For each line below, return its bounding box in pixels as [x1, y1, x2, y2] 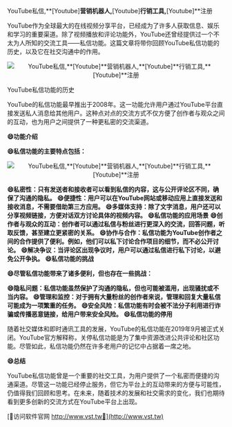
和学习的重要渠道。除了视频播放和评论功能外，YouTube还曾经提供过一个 [7, 31, 214, 38]
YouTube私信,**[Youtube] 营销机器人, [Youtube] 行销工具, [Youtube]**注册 [7, 7, 213, 15]
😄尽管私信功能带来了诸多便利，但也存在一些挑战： [7, 270, 153, 277]
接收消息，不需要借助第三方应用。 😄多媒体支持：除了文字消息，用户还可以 [7, 202, 221, 211]
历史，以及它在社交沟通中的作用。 [7, 48, 104, 55]
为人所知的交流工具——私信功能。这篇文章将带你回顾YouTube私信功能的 [12, 39, 220, 47]
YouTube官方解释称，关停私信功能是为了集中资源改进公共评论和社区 [19, 333, 214, 342]
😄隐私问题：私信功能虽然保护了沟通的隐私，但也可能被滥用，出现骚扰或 [7, 284, 213, 292]
